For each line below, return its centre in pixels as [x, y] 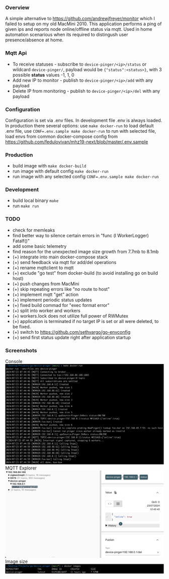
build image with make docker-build [49, 166]
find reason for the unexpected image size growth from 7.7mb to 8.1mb [86, 251]
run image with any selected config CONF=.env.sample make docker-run [86, 177]
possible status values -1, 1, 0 [43, 75]
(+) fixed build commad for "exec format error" [61, 305]
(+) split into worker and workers [46, 310]
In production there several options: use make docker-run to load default [80, 126]
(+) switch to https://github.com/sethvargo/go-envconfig [71, 332]
